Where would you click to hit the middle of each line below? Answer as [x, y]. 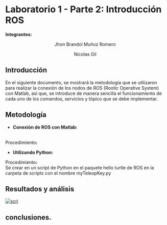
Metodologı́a [26, 115]
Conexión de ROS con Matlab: [45, 127]
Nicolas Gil [85, 54]
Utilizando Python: [33, 152]
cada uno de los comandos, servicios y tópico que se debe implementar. [82, 98]
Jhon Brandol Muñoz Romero [85, 44]
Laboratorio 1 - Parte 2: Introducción [83, 9]
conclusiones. [29, 217]
